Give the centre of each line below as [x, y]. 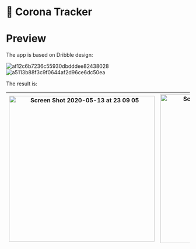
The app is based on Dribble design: [50, 55]
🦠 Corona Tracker [49, 12]
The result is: [22, 84]
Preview [26, 39]
